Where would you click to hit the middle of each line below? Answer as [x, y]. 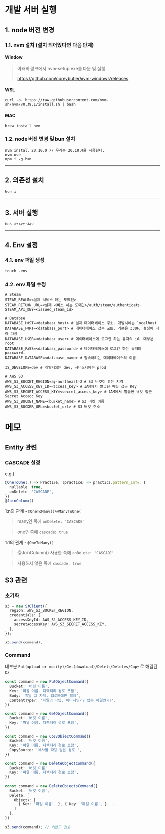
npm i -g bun [18, 159]
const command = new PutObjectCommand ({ [47, 682]
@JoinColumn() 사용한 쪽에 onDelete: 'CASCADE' [66, 553]
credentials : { [25, 615]
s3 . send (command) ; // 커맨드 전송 [38, 827]
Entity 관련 [21, 447]
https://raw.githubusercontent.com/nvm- [67, 100]
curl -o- [14, 100]
